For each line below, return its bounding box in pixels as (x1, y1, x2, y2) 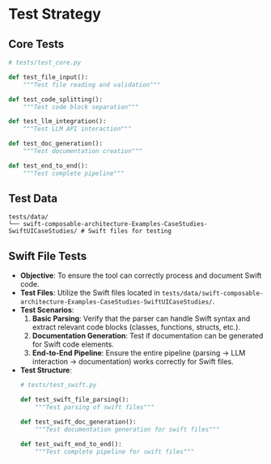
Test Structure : (19, 365, 73, 375)
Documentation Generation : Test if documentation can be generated (32, 331, 264, 341)
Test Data (8, 192, 58, 206)
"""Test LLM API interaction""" (23, 125, 132, 134)
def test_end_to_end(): (8, 161, 89, 170)
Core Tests (8, 37, 65, 51)
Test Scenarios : (19, 305, 74, 315)
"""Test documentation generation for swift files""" (35, 425, 220, 433)
